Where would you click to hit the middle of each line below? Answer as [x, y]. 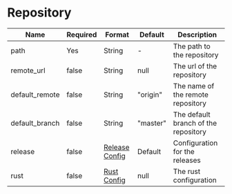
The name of [194, 86]
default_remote [35, 95]
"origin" [150, 95]
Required [82, 35]
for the [184, 151]
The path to [192, 46]
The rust [187, 171]
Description [197, 35]
